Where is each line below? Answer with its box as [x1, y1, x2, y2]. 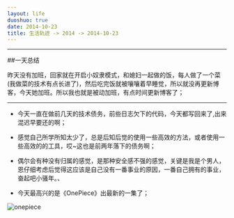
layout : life [7, 10, 45, 17]
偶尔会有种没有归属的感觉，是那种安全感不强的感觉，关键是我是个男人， [17, 157, 225, 165]
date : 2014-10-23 [7, 23, 58, 30]
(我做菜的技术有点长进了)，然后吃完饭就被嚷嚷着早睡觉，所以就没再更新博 [7, 79, 219, 88]
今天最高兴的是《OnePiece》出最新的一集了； [17, 189, 150, 197]
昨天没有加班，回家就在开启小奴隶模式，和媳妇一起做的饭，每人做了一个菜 [7, 71, 221, 79]
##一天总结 [7, 56, 40, 65]
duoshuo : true [7, 17, 49, 24]
